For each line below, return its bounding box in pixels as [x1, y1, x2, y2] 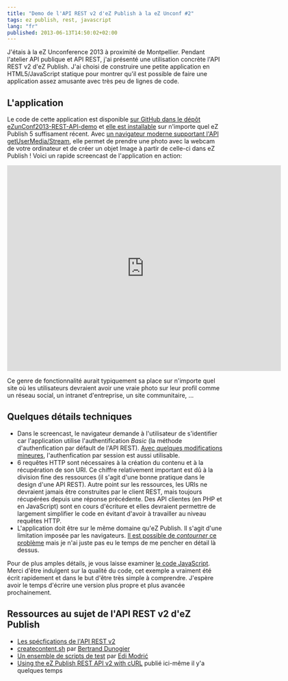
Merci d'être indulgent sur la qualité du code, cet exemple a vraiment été [7, 566, 212, 575]
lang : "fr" [7, 23, 38, 29]
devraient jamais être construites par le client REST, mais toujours [16, 488, 202, 496]
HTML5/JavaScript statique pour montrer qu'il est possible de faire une [7, 70, 207, 78]
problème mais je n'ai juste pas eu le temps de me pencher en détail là [16, 538, 216, 547]
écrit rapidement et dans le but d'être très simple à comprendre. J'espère [7, 573, 214, 582]
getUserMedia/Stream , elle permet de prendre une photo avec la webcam [7, 137, 215, 145]
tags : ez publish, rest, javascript [7, 16, 112, 23]
